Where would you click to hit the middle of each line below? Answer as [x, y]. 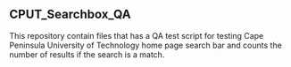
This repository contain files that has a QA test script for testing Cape [137, 35]
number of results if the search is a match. [87, 54]
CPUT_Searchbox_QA [70, 15]
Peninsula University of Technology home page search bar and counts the [146, 45]
